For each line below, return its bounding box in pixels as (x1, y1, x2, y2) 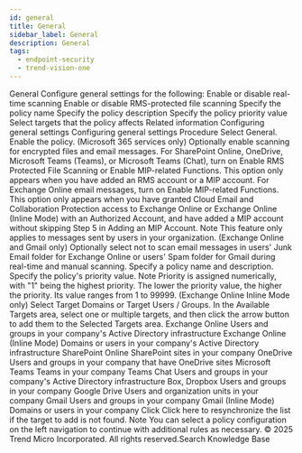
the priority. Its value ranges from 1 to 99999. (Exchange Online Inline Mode (9, 290, 290, 300)
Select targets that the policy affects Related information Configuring (9, 116, 265, 127)
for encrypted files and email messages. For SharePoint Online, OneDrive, (9, 145, 284, 156)
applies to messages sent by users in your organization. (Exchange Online (9, 232, 285, 243)
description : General (9, 38, 91, 48)
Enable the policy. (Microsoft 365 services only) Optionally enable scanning (9, 136, 290, 147)
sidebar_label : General (9, 30, 99, 39)
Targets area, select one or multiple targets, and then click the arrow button (9, 309, 290, 319)
